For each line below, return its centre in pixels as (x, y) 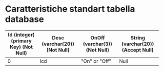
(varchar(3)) (97, 44)
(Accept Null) (138, 50)
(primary (21, 41)
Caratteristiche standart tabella (70, 9)
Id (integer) (21, 35)
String (138, 37)
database (25, 19)
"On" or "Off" (96, 61)
